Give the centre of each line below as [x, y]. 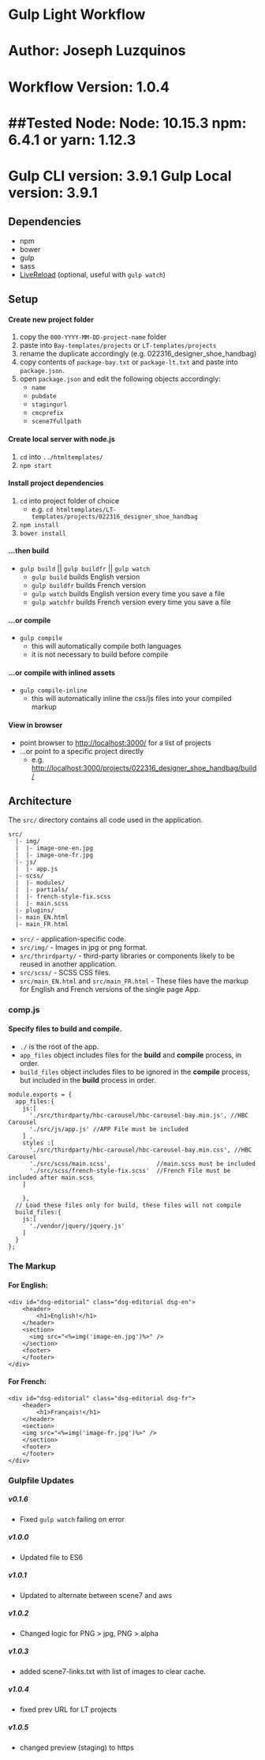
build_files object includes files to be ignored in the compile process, [135, 1072]
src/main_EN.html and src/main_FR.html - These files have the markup [134, 981]
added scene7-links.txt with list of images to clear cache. [113, 1671]
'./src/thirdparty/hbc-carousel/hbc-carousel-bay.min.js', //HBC [138, 1115]
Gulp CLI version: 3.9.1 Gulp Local [120, 176]
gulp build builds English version [86, 577]
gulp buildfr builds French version [88, 585]
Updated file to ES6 [51, 1557]
